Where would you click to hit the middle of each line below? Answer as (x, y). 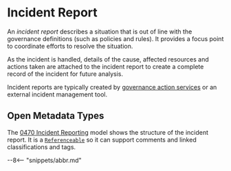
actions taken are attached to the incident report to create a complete (106, 66)
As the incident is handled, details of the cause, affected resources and (108, 59)
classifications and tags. (42, 147)
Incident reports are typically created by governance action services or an (112, 87)
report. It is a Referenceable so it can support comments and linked (102, 140)
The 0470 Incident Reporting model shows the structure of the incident (108, 132)
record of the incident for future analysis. (65, 74)
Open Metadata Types (56, 116)
